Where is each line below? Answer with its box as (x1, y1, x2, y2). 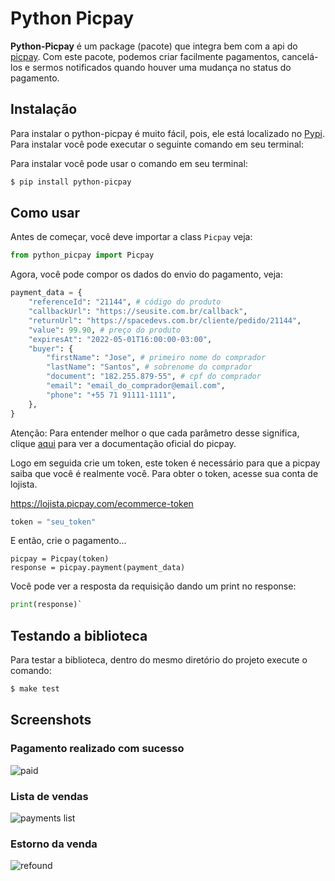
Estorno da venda (10, 837, 98, 851)
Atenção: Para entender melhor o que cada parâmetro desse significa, (10, 427, 300, 439)
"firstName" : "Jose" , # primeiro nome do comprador (46, 353, 267, 363)
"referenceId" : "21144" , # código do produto (28, 297, 222, 307)
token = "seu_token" (10, 517, 97, 527)
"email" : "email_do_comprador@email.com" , (46, 381, 226, 391)
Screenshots (10, 712, 92, 729)
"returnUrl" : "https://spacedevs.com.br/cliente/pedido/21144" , (28, 315, 302, 326)
